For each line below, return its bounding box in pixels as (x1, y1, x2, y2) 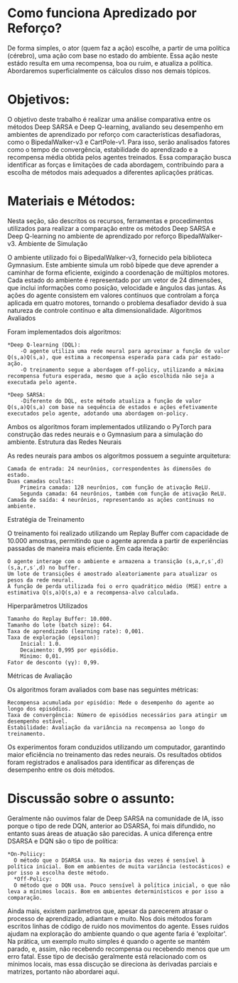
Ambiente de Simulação (18, 239, 88, 247)
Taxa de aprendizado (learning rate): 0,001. (7, 627, 144, 635)
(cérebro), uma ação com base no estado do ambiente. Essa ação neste (7, 51, 218, 60)
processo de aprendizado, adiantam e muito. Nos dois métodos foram (7, 914, 212, 922)
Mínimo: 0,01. (20, 652, 62, 660)
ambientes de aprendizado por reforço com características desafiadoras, (7, 130, 222, 138)
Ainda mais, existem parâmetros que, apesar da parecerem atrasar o (7, 907, 208, 915)
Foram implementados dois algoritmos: (7, 327, 122, 336)
